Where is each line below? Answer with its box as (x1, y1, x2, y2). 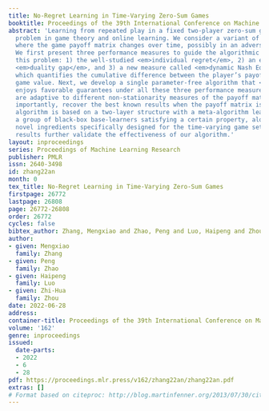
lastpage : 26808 (8, 198, 62, 205)
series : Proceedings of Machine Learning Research (8, 146, 181, 154)
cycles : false (8, 220, 56, 228)
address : (8, 309, 38, 317)
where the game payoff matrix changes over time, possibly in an (15, 42, 239, 50)
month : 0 (8, 175, 38, 184)
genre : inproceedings (8, 331, 81, 340)
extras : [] (8, 383, 45, 392)
